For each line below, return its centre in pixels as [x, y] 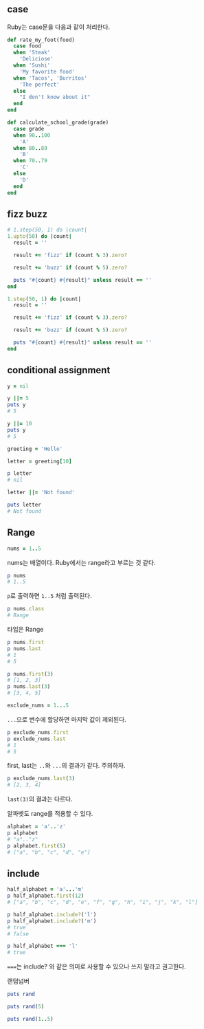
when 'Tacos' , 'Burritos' [50, 78]
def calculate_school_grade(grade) [58, 123]
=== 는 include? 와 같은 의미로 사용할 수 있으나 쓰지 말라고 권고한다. [97, 966]
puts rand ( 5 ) [26, 1007]
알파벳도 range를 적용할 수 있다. [50, 814]
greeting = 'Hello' [35, 449]
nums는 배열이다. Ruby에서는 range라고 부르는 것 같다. [81, 562]
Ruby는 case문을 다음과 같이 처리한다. [59, 27]
